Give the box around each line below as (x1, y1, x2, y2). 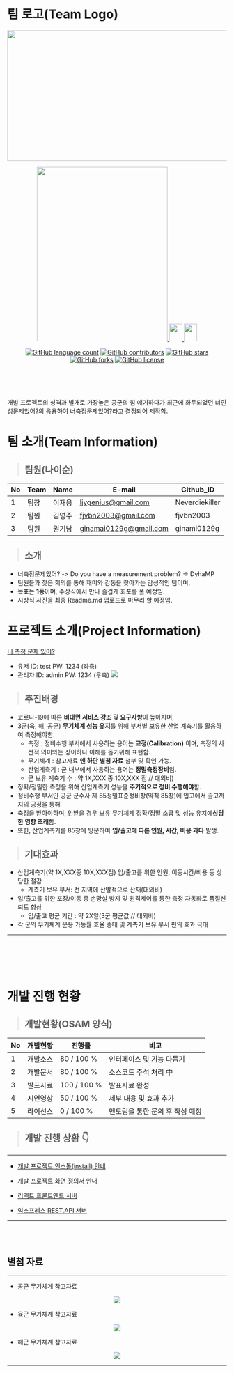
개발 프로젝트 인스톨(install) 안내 (17, 1161, 106, 1170)
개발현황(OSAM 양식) (24, 1018, 113, 1030)
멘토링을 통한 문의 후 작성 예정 (109, 1106, 202, 1116)
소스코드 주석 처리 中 (109, 1067, 173, 1077)
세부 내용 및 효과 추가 (109, 1093, 175, 1103)
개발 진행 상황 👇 (24, 1133, 89, 1145)
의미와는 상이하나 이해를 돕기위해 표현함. (40, 747, 151, 756)
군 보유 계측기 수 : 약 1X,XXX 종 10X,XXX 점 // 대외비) (27, 774, 174, 782)
